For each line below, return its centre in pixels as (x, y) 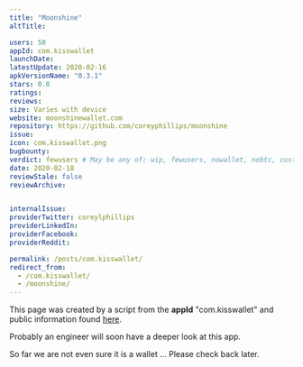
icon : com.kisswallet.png (58, 143)
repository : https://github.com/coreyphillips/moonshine (119, 126)
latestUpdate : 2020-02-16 (58, 68)
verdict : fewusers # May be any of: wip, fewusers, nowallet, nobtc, (143, 160)
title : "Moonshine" (46, 18)
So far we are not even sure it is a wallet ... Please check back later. (134, 354)
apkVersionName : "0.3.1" (56, 76)
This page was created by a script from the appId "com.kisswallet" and (142, 310)
